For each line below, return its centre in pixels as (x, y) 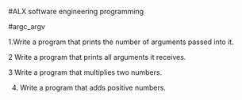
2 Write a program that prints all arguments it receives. (97, 57)
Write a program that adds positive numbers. (93, 87)
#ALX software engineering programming (76, 11)
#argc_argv (27, 26)
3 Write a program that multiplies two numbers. (85, 72)
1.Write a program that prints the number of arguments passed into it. (121, 42)
